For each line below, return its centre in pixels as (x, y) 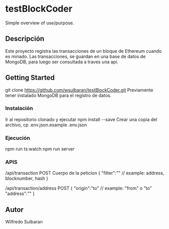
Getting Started (30, 78)
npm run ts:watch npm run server (40, 149)
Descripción (25, 39)
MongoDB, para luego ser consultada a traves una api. (62, 62)
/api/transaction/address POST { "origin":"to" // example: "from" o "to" (79, 188)
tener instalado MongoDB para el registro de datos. (59, 95)
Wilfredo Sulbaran (24, 222)
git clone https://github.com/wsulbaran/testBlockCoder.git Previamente (79, 90)
